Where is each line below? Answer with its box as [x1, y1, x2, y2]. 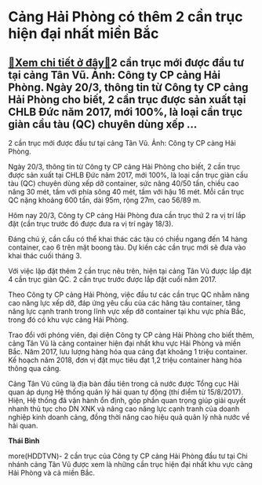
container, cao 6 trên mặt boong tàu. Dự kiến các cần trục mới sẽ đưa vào [8, 242, 246, 252]
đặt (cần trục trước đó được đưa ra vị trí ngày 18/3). [8, 219, 174, 228]
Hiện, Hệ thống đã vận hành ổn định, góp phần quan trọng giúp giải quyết [8, 396, 246, 405]
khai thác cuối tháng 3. [8, 251, 82, 260]
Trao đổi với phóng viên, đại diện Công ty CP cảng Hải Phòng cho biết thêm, [8, 331, 255, 339]
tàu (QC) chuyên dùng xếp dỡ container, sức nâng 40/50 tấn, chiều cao [8, 179, 239, 188]
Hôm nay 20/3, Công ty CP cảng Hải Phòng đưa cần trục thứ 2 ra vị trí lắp [8, 211, 246, 220]
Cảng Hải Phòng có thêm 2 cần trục [8, 8, 243, 26]
